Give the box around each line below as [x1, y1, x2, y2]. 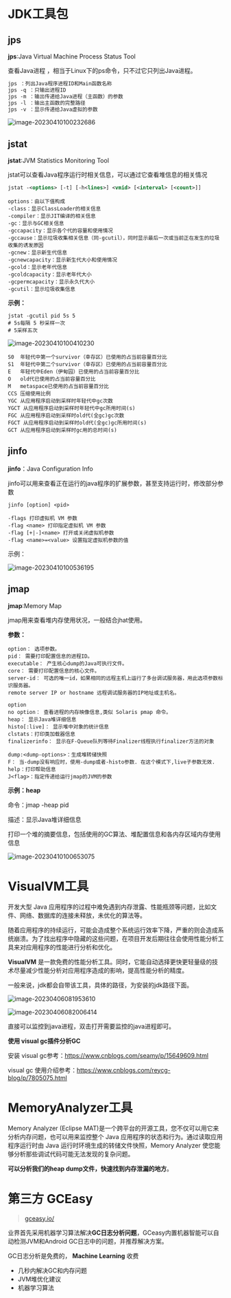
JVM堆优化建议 [17, 1275, 62, 1283]
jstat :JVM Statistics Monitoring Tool [8, 156, 109, 165]
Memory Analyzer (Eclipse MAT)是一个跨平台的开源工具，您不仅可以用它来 [8, 1124, 219, 1132]
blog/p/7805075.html [8, 1074, 67, 1082]
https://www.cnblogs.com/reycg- [76, 1066, 171, 1074]
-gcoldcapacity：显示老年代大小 [8, 271, 92, 279]
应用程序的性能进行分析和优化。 [25, 943, 116, 951]
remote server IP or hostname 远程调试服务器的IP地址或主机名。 [8, 689, 180, 696]
